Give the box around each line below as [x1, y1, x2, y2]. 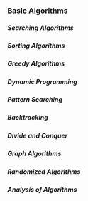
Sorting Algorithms [7, 41, 65, 50]
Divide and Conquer [7, 131, 68, 140]
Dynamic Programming [7, 77, 78, 86]
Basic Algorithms [7, 6, 68, 16]
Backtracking [7, 113, 48, 122]
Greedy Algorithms [7, 59, 65, 68]
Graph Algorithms [7, 149, 62, 158]
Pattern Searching [7, 96, 62, 104]
